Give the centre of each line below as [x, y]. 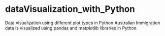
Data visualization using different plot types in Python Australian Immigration [83, 23]
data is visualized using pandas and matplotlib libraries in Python [71, 28]
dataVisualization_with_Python [70, 9]
